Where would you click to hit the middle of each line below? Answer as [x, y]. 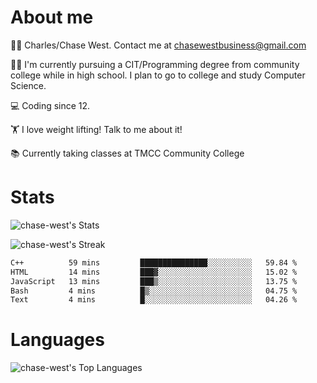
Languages [57, 340]
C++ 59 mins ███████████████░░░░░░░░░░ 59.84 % [154, 262]
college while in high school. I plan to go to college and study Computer [158, 75]
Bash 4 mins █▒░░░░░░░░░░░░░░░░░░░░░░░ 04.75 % [154, 291]
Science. [28, 85]
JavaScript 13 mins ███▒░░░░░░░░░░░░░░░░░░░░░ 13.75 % [154, 281]
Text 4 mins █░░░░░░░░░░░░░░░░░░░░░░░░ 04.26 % [154, 300]
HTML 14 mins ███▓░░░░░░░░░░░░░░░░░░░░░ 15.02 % [154, 272]
